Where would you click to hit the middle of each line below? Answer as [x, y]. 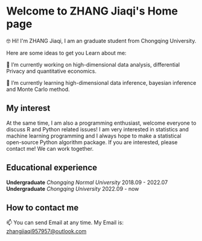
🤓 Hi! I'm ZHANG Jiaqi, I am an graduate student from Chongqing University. [101, 41]
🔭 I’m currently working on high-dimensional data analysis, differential [93, 64]
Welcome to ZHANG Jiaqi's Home [92, 11]
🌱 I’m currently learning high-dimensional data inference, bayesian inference [101, 82]
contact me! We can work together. [50, 148]
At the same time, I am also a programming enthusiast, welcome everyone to [101, 123]
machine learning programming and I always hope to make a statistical [94, 136]
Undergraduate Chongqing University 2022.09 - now [73, 188]
